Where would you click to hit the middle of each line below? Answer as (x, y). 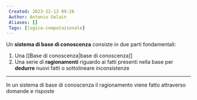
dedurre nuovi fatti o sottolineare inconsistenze (72, 68)
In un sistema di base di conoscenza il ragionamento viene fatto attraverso (96, 85)
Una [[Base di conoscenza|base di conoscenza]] (74, 56)
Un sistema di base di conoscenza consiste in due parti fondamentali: (91, 44)
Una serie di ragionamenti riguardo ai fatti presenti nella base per (94, 62)
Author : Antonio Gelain (38, 17)
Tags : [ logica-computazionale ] (47, 28)
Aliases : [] (23, 22)
